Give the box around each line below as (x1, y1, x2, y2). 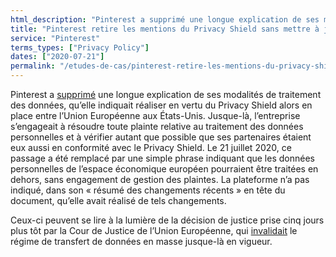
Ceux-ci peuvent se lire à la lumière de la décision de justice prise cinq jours (10, 214, 325, 226)
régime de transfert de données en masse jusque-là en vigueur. (10, 236, 273, 247)
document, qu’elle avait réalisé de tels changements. (10, 195, 227, 206)
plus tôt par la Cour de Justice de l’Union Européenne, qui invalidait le (10, 225, 298, 236)
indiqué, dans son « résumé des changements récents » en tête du (10, 184, 286, 196)
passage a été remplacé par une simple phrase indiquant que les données (10, 152, 315, 164)
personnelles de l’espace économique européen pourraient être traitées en (10, 163, 319, 175)
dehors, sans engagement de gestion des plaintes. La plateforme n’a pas (10, 174, 310, 185)
